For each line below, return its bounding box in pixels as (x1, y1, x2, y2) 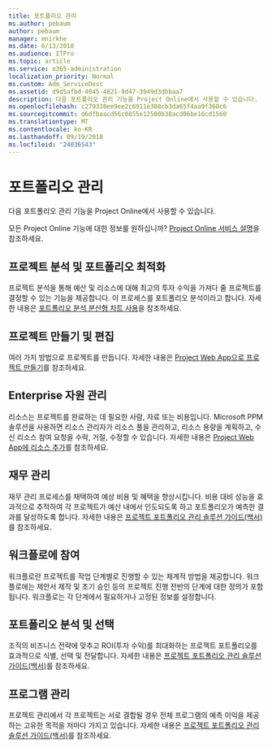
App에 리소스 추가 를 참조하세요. (8, 442, 110, 452)
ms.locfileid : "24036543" (8, 140, 96, 149)
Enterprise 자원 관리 (8, 389, 107, 402)
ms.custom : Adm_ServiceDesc (8, 80, 104, 88)
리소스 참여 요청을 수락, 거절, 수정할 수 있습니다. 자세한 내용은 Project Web (16, 432, 254, 441)
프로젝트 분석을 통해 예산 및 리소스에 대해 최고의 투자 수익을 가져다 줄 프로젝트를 (8, 283, 262, 293)
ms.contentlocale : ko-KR (8, 125, 93, 133)
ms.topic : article (8, 58, 71, 66)
